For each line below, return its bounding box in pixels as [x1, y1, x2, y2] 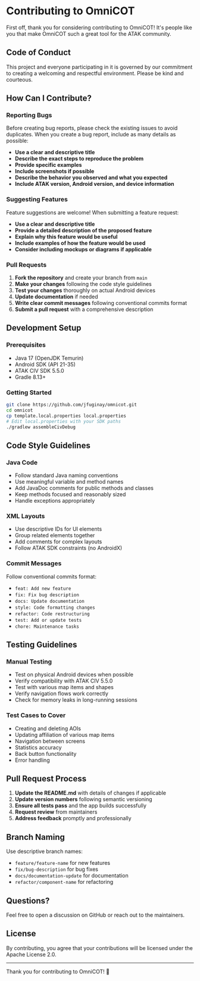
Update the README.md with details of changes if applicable [14, 789, 167, 796]
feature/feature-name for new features [14, 859, 111, 867]
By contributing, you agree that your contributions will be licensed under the [6, 944, 193, 951]
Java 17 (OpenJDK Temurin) [14, 354, 84, 362]
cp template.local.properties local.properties [6, 413, 127, 419]
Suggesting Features [6, 195, 68, 204]
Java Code [6, 458, 37, 466]
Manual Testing [6, 657, 52, 665]
